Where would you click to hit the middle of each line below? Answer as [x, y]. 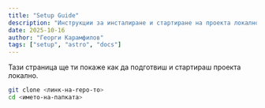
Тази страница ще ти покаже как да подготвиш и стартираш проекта [125, 67]
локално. [23, 76]
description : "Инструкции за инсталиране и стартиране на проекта [119, 23]
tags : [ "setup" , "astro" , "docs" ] [65, 45]
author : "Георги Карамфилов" [56, 37]
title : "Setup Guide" [44, 15]
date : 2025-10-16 [37, 30]
